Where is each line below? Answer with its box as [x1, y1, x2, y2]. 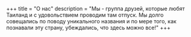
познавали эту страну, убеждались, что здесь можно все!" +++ [6, 24, 171, 31]
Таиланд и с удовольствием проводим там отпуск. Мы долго [6, 11, 164, 18]
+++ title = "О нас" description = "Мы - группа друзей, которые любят [6, 5, 185, 12]
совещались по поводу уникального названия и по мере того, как [6, 18, 177, 24]
